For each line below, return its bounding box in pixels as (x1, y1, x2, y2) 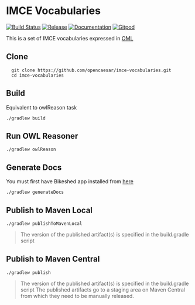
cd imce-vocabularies (11, 72, 64, 78)
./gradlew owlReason (6, 146, 57, 153)
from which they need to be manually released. (20, 292, 135, 299)
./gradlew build (6, 115, 46, 121)
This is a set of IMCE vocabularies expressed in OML (6, 35, 134, 42)
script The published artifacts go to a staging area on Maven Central (20, 286, 186, 293)
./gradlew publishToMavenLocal (6, 221, 83, 227)
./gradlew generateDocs (6, 189, 64, 196)
